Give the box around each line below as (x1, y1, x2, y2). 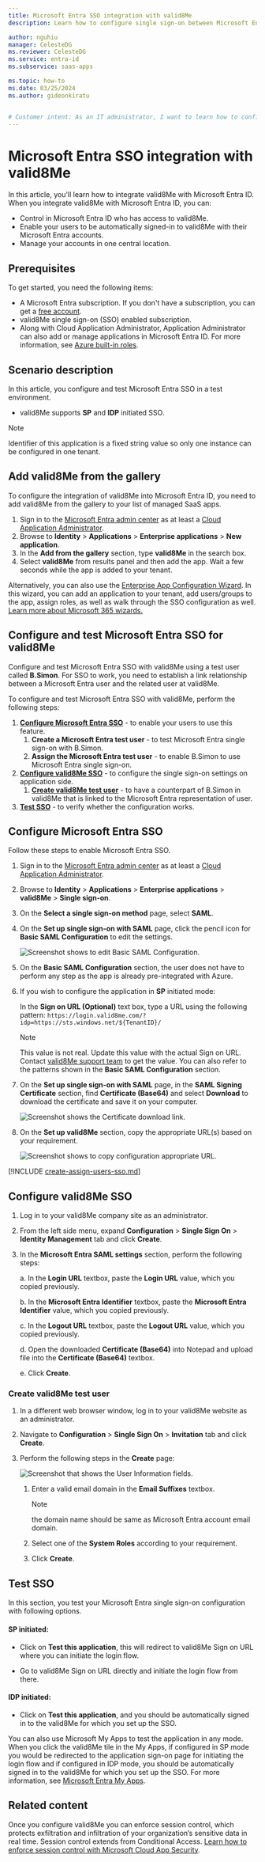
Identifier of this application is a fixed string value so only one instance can (8, 438, 252, 448)
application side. (19, 776, 73, 786)
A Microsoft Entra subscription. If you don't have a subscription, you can (19, 298, 256, 308)
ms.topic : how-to (8, 77, 65, 85)
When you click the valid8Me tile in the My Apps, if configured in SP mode (8, 1742, 250, 1751)
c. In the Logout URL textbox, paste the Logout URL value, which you (19, 1321, 245, 1330)
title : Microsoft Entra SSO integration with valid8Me (8, 11, 192, 20)
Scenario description (8, 363, 114, 377)
